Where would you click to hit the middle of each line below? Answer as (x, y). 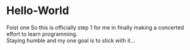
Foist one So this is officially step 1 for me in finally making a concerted (95, 27)
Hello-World (38, 11)
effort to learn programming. (42, 34)
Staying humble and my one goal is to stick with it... (71, 40)
